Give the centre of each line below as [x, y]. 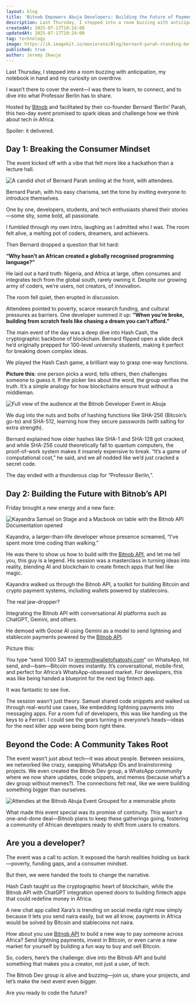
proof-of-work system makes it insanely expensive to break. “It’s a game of [96, 452]
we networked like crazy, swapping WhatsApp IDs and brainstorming [89, 765]
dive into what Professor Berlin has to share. [59, 95]
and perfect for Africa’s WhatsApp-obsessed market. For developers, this [94, 672]
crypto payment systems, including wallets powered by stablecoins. [87, 591]
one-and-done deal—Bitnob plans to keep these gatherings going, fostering [97, 819]
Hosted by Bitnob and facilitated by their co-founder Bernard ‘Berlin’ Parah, [96, 107]
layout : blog [22, 11]
